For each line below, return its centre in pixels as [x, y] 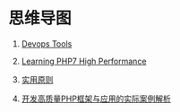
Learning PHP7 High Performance [84, 61]
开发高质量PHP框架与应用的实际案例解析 [96, 99]
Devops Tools [47, 43]
